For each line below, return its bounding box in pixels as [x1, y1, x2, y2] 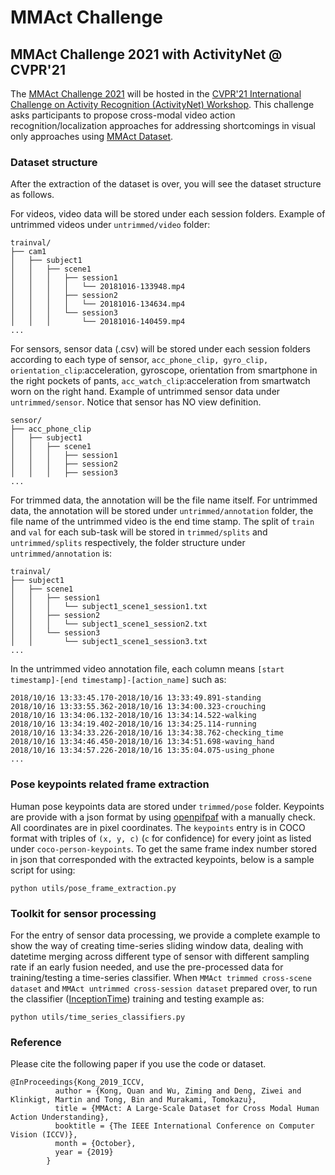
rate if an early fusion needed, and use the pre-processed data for [10, 961, 284, 973]
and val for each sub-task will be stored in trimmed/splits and [10, 526, 268, 538]
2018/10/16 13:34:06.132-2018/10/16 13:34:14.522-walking [10, 711, 257, 721]
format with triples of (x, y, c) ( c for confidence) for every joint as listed [10, 832, 312, 844]
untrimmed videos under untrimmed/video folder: [10, 219, 211, 231]
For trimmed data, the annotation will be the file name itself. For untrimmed [10, 494, 318, 506]
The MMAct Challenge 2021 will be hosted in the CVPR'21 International [10, 88, 302, 100]
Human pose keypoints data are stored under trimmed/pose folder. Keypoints [10, 800, 325, 812]
